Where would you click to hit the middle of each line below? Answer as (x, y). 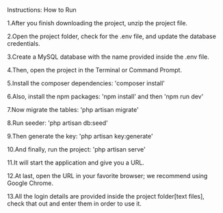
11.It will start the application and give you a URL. (76, 162)
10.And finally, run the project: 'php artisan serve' (76, 149)
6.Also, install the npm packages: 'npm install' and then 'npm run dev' (105, 96)
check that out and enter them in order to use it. (75, 203)
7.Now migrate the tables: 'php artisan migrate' (73, 110)
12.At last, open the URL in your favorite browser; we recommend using (107, 176)
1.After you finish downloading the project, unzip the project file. (97, 23)
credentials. (24, 43)
